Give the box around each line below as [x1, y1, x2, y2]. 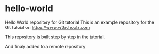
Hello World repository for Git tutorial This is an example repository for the [5, 19, 155, 25]
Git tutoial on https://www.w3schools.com [5, 24, 90, 30]
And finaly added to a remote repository [5, 43, 86, 49]
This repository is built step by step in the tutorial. [5, 34, 105, 40]
